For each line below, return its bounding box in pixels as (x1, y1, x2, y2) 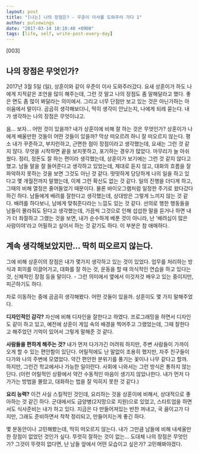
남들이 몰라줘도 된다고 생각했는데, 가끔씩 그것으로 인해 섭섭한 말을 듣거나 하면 (6, 207, 185, 214)
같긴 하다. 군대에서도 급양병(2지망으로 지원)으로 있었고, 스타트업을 (28, 398, 181, 405)
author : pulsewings (6, 20, 55, 26)
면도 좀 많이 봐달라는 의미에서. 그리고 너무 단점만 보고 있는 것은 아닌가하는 (12, 98, 184, 105)
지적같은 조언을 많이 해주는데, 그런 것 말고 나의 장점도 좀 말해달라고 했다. (17, 90, 185, 97)
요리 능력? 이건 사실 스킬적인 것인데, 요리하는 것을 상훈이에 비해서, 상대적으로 (6, 390, 185, 398)
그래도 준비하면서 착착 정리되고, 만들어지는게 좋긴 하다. (18, 413, 146, 420)
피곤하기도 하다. (6, 280, 43, 288)
